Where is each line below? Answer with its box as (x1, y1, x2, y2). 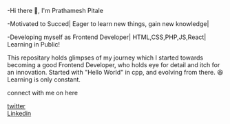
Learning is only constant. (7, 75, 81, 84)
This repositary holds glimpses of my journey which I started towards (7, 53, 204, 62)
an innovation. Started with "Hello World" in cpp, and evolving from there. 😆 (7, 69, 224, 76)
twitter (7, 102, 26, 110)
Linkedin (7, 110, 32, 117)
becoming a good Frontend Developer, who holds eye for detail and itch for (7, 61, 220, 69)
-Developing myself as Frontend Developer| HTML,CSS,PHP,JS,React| (7, 33, 207, 41)
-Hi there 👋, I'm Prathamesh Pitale (7, 7, 103, 14)
